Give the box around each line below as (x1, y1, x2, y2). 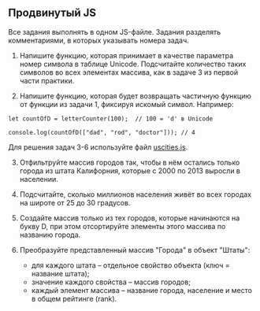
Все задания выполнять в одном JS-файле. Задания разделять (8, 27, 221, 36)
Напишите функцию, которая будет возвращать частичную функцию (19, 91, 252, 101)
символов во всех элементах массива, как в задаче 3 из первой (19, 67, 239, 77)
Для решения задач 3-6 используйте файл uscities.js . (8, 142, 188, 152)
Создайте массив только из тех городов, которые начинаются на (19, 213, 240, 223)
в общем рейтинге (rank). (31, 294, 117, 303)
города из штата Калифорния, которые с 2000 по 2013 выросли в (19, 165, 241, 176)
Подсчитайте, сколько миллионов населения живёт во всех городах (19, 189, 252, 199)
